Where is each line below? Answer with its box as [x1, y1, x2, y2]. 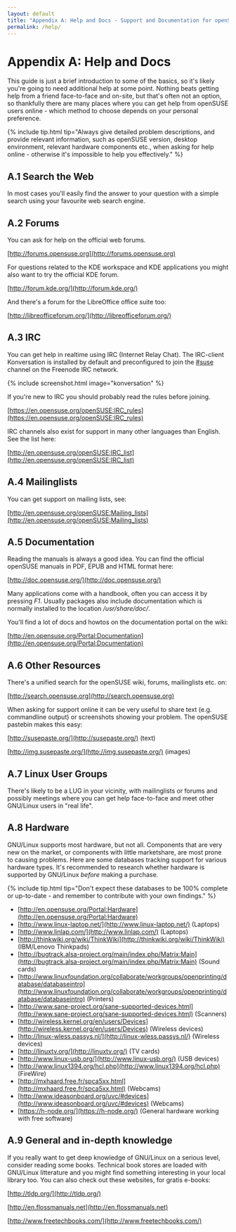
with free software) [17, 1114, 73, 1122]
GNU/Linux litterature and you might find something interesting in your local [7, 1168, 226, 1176]
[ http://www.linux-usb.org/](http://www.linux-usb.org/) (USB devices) [17, 1054, 220, 1063]
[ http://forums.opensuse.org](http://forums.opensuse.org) [7, 249, 176, 257]
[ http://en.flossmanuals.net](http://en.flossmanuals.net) [7, 1202, 169, 1211]
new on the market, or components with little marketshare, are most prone [7, 848, 222, 856]
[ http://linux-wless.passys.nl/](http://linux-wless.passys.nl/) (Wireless [17, 1032, 220, 1040]
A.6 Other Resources [7, 659, 101, 671]
